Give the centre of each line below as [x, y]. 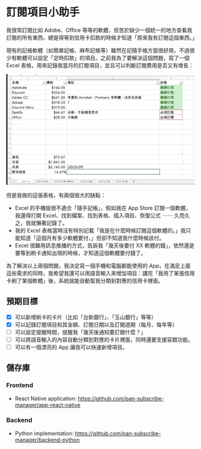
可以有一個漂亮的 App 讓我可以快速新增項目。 [71, 347]
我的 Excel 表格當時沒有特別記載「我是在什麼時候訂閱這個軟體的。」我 [100, 230]
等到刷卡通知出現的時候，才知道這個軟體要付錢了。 [83, 253]
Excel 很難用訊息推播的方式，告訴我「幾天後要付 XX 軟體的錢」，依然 [99, 245]
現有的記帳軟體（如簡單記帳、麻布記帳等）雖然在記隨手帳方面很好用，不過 [98, 50]
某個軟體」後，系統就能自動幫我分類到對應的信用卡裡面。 [92, 280]
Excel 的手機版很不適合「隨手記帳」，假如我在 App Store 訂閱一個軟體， [103, 208]
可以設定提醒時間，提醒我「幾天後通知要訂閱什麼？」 [80, 332]
